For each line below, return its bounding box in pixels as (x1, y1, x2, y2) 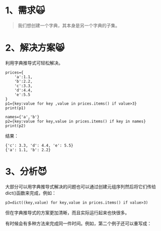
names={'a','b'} (5, 114, 39, 119)
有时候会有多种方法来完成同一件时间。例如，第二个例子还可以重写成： (5, 220, 152, 226)
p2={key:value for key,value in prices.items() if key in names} (5, 119, 146, 124)
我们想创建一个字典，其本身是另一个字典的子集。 (17, 22, 120, 28)
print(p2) (5, 123, 26, 128)
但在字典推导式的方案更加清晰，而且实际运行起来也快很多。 (5, 209, 130, 216)
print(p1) (5, 105, 26, 111)
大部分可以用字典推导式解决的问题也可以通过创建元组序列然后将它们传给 (5, 183, 156, 189)
